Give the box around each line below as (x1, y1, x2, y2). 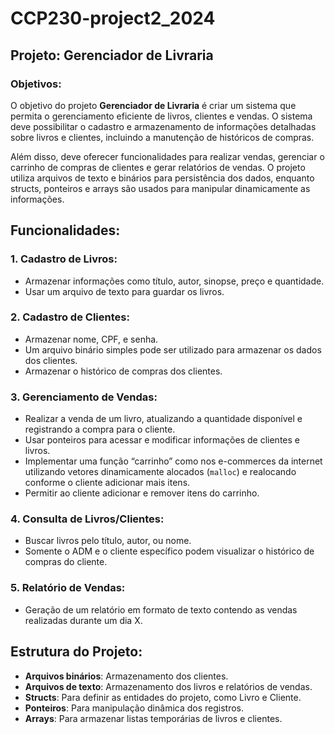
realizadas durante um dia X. (24, 614, 143, 626)
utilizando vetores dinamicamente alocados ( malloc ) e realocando (24, 466, 297, 478)
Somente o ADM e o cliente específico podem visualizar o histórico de (24, 545, 315, 557)
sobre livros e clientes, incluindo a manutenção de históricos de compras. (10, 131, 315, 143)
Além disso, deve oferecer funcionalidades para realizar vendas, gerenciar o (10, 150, 325, 162)
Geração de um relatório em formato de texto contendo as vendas (24, 603, 298, 616)
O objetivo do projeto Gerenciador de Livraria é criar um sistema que (10, 99, 297, 111)
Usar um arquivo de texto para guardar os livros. (24, 285, 225, 297)
